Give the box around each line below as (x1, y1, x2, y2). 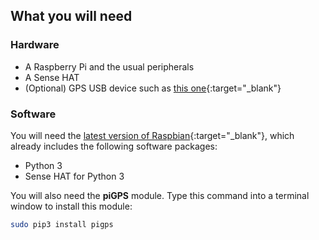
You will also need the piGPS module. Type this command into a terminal (10, 189, 310, 201)
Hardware (10, 38, 60, 52)
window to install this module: (10, 200, 133, 212)
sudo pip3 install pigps (10, 219, 114, 229)
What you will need (10, 8, 133, 25)
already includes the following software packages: (10, 140, 218, 152)
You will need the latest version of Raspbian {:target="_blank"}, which (10, 129, 295, 141)
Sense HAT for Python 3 (24, 170, 125, 182)
